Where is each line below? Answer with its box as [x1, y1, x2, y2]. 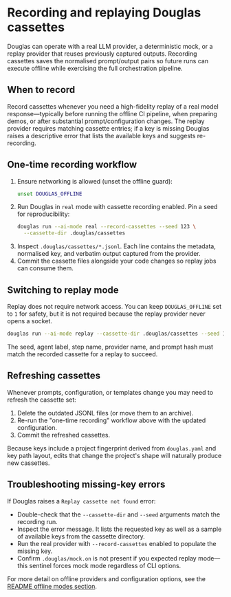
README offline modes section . [7, 582, 98, 590]
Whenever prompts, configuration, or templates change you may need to [7, 388, 214, 396]
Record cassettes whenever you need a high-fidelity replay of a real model [7, 102, 219, 111]
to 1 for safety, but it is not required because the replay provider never [7, 310, 206, 318]
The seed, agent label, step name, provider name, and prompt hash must [7, 343, 214, 351]
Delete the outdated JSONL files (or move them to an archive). [16, 409, 194, 417]
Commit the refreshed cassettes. [16, 431, 111, 439]
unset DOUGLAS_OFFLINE [16, 191, 82, 197]
